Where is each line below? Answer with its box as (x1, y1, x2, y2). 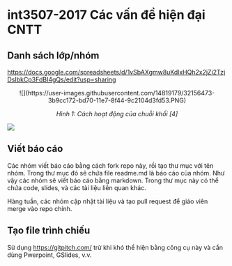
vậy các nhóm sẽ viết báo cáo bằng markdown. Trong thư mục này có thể (7, 176, 219, 185)
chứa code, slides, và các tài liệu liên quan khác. (7, 183, 146, 191)
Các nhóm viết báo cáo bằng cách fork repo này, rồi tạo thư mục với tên (7, 161, 214, 170)
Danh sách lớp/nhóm (7, 49, 100, 61)
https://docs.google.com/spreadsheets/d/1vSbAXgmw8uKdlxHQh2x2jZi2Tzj (7, 68, 226, 76)
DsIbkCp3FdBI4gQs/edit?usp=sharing (7, 75, 116, 84)
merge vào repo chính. (7, 204, 72, 212)
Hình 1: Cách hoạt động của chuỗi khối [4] (56, 110, 178, 118)
